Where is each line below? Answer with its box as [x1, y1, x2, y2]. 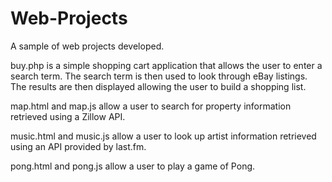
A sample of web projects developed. [10, 40, 165, 52]
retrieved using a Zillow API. [10, 110, 126, 122]
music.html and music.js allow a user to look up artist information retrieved [10, 130, 317, 142]
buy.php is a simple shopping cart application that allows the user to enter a [10, 59, 323, 71]
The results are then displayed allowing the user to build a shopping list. [10, 80, 307, 92]
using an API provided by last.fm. [10, 140, 147, 152]
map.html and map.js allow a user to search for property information [10, 100, 292, 112]
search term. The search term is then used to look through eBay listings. [10, 70, 308, 82]
